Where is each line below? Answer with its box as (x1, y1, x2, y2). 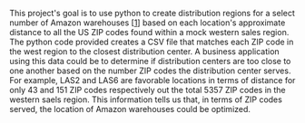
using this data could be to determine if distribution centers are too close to (9, 56, 291, 66)
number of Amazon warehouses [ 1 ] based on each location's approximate (9, 17, 286, 28)
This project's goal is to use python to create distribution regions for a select (9, 8, 295, 18)
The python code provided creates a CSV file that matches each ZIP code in (9, 36, 294, 47)
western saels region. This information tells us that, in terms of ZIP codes (9, 94, 283, 105)
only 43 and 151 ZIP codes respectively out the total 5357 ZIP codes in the (9, 85, 286, 95)
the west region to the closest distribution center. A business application (9, 46, 280, 57)
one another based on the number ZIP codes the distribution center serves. (9, 65, 291, 76)
